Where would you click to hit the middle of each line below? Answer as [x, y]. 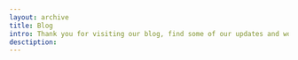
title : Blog [31, 26]
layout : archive [39, 17]
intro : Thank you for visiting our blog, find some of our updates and [144, 34]
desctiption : [33, 42]
